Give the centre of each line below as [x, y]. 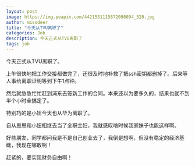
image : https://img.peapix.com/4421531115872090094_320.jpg [81, 17]
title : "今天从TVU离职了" [35, 28]
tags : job [18, 44]
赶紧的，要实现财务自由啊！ [39, 157]
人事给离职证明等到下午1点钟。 [43, 81]
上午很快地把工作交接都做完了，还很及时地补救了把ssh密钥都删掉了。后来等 [97, 73]
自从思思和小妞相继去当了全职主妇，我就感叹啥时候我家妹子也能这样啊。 [93, 125]
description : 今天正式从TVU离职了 [44, 38]
